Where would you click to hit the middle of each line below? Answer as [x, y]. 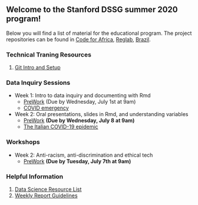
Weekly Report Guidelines [46, 196]
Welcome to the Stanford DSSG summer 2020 [92, 10]
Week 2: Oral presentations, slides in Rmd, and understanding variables [101, 114]
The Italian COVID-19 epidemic [61, 127]
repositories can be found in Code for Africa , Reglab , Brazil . [79, 39]
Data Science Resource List [48, 189]
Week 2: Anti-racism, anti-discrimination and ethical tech [84, 155]
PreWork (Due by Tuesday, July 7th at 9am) [77, 161]
